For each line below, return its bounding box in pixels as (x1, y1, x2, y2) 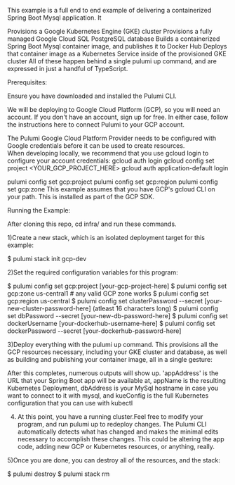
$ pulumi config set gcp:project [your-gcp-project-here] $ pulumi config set (7, 282, 227, 290)
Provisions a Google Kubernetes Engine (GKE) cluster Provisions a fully (7, 27, 213, 35)
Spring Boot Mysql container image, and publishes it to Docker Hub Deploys (7, 42, 227, 50)
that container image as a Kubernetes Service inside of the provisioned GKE (7, 49, 227, 58)
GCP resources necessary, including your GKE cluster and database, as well (7, 348, 227, 356)
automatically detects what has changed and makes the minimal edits (17, 427, 219, 436)
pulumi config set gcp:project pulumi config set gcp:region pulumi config (7, 177, 219, 186)
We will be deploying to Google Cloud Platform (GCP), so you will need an (7, 106, 220, 113)
